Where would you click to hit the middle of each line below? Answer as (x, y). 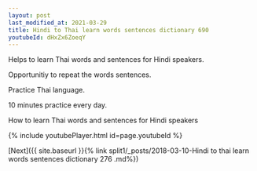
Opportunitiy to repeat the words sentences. (80, 75)
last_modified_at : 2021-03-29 (58, 23)
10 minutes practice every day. (58, 105)
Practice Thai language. (46, 90)
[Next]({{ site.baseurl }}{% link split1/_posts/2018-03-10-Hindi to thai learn (129, 151)
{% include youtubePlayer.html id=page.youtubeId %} (95, 136)
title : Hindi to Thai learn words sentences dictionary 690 (109, 30)
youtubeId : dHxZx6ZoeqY (47, 37)
